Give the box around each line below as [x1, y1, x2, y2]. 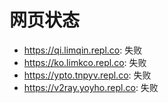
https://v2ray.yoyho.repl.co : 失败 [23, 81, 159, 93]
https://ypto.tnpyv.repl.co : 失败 [23, 69, 152, 81]
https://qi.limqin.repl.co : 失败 [23, 44, 143, 56]
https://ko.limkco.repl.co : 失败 [23, 56, 147, 68]
